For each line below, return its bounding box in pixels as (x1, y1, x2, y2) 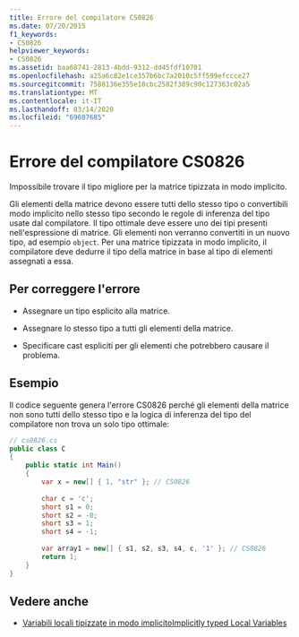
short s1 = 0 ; (41, 503, 94, 512)
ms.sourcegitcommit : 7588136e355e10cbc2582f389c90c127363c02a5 (9, 80, 251, 89)
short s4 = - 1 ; (41, 528, 98, 537)
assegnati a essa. (9, 256, 74, 267)
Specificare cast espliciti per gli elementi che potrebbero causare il (21, 340, 269, 350)
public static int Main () (25, 461, 123, 470)
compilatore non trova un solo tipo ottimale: (9, 418, 170, 429)
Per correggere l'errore (9, 281, 141, 297)
